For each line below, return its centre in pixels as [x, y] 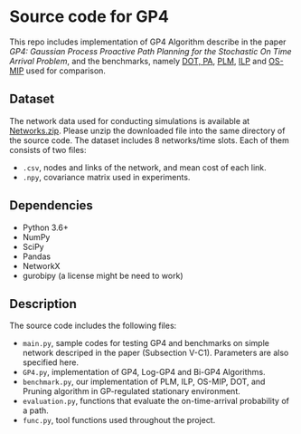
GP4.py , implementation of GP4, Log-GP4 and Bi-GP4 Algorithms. [144, 372]
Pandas [37, 256]
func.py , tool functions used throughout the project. [119, 420]
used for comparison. [66, 71]
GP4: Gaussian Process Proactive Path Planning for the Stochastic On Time [150, 51]
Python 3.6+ [46, 227]
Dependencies [51, 206]
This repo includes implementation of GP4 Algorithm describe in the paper [148, 42]
